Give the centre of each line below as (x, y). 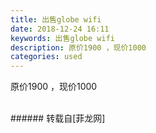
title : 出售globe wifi (56, 19)
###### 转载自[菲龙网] (58, 118)
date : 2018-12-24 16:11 (60, 29)
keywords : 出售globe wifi (62, 38)
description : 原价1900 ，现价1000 (78, 47)
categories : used (46, 57)
